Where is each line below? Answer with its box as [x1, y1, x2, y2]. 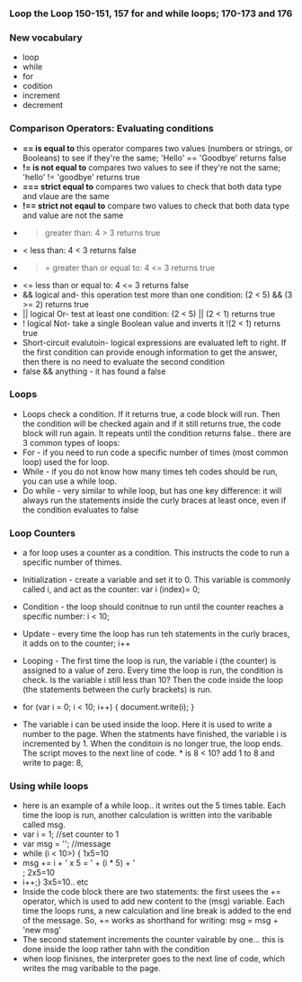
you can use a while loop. [22, 476, 118, 486]
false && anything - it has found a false [22, 366, 166, 377]
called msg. [22, 819, 66, 831]
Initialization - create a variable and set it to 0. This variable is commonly [22, 575, 291, 586]
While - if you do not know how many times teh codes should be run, [22, 466, 278, 477]
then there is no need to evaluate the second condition [22, 356, 225, 367]
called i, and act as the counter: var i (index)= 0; [22, 584, 200, 595]
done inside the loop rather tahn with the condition [22, 944, 210, 955]
